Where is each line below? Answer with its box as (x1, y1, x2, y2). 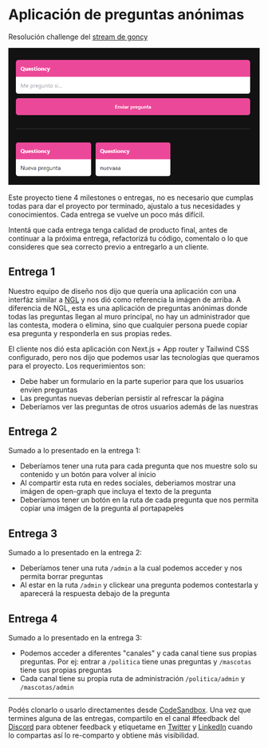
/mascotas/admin (19, 683, 74, 692)
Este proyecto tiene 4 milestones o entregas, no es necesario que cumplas (8, 193, 254, 202)
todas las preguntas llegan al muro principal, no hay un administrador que (8, 311, 250, 321)
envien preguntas (19, 385, 78, 394)
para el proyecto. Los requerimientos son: (8, 361, 146, 370)
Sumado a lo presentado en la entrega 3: (8, 633, 142, 643)
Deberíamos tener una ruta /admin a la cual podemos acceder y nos (19, 563, 242, 573)
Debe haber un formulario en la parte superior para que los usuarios (19, 376, 244, 386)
